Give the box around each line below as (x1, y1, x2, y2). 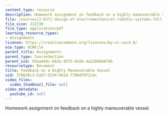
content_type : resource (5, 7, 55, 13)
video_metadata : (5, 86, 39, 92)
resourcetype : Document (5, 63, 55, 68)
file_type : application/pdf (5, 26, 64, 31)
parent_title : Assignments (5, 49, 61, 54)
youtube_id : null (9, 91, 46, 96)
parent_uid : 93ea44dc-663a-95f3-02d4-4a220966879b (5, 59, 113, 64)
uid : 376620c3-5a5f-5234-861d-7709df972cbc (5, 73, 97, 78)
